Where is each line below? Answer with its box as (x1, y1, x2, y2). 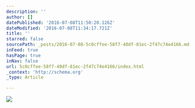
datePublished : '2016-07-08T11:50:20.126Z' (6, 19, 116, 25)
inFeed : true (6, 47, 39, 53)
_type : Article (6, 74, 44, 80)
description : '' (6, 8, 46, 15)
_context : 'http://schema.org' (6, 69, 84, 75)
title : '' (6, 31, 31, 37)
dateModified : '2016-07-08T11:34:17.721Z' (6, 25, 113, 31)
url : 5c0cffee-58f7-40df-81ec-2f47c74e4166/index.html (6, 63, 145, 70)
